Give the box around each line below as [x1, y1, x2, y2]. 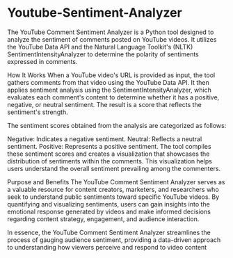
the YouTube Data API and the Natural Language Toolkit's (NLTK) [7, 42, 193, 51]
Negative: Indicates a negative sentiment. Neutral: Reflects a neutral [7, 134, 202, 143]
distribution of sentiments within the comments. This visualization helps [7, 156, 212, 165]
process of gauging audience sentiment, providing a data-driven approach [7, 235, 221, 244]
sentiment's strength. [7, 108, 68, 116]
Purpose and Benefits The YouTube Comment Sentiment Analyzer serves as [7, 177, 225, 186]
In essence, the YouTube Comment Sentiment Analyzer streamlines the [7, 228, 211, 236]
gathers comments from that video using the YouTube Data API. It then [7, 78, 210, 86]
